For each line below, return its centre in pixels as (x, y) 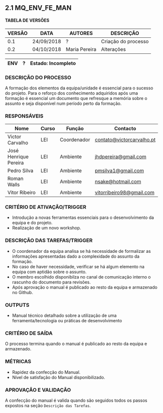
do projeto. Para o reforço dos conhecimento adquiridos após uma (72, 93)
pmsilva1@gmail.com (119, 171)
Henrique (18, 157)
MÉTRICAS (18, 362)
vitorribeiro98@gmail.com (125, 193)
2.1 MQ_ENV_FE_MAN (38, 8)
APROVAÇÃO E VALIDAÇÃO (38, 390)
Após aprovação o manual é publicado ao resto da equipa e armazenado (85, 287)
